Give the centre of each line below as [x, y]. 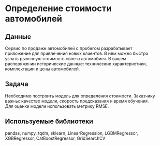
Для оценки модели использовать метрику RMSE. [57, 106]
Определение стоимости [58, 8]
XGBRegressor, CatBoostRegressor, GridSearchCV [55, 138]
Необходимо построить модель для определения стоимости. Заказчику [80, 96]
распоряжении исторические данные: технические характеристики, [76, 64]
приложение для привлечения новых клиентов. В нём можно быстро [77, 53]
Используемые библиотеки [49, 122]
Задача [17, 84]
